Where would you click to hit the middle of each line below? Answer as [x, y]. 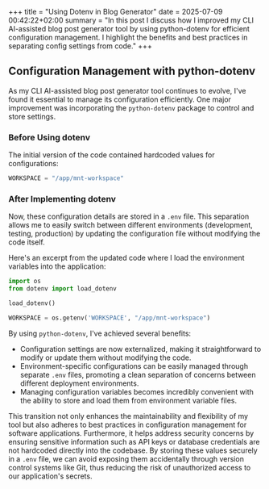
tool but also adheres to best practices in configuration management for [128, 424]
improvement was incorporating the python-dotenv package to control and [131, 107]
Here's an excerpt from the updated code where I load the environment [126, 258]
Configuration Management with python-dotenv [132, 71]
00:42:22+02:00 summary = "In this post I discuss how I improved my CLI [131, 20]
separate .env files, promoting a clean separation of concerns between [138, 374]
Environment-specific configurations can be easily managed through [134, 366]
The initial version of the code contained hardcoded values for [112, 155]
